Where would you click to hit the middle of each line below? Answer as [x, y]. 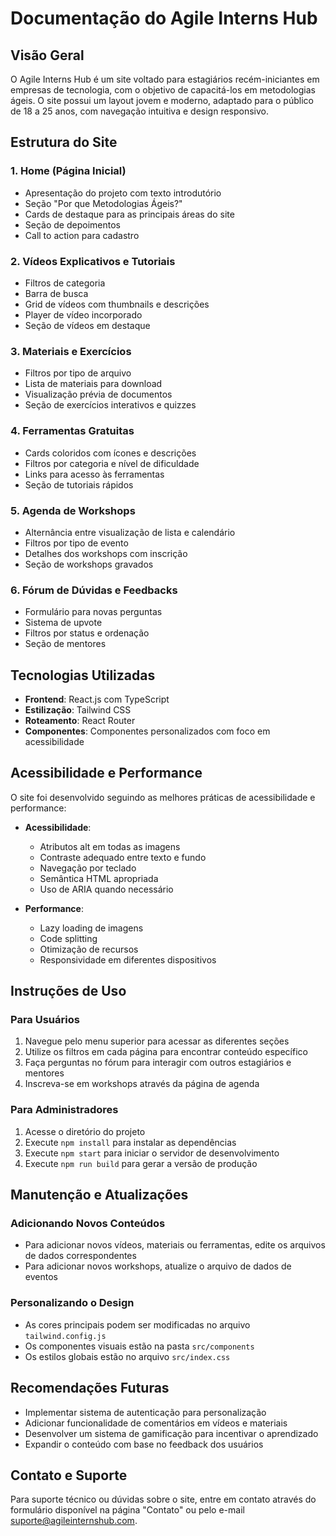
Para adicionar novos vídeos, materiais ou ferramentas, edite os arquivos [175, 1245]
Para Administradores [64, 1110]
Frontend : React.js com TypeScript [97, 699]
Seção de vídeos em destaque [87, 325]
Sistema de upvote [63, 623]
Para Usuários [45, 1020]
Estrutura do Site [64, 142]
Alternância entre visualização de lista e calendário [130, 532]
